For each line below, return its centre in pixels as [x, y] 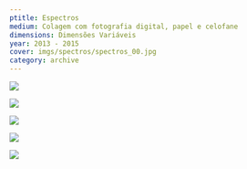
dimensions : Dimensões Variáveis [73, 35]
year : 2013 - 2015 [44, 43]
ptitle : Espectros [44, 18]
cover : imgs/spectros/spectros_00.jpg [83, 52]
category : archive [44, 60]
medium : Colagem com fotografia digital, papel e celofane [124, 26]
